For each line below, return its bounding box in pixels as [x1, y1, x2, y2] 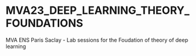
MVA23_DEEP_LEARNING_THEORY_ [5, 4, 190, 17]
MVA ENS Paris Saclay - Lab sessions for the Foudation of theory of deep [5, 36, 188, 43]
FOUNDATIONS [5, 16, 84, 30]
